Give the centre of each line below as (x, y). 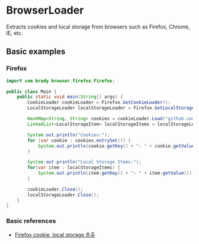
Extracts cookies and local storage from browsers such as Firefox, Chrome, (98, 27)
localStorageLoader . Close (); (63, 195)
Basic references (31, 221)
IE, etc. (15, 33)
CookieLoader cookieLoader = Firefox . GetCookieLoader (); (99, 102)
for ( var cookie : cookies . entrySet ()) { (79, 140)
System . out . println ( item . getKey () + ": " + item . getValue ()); (116, 173)
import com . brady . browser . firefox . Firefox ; (61, 81)
